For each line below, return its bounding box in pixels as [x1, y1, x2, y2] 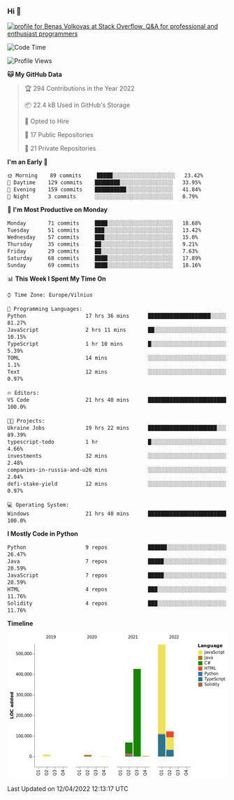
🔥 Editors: [7, 390, 40, 397]
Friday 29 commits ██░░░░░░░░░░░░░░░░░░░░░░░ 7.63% [7, 248, 198, 255]
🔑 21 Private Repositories [24, 144, 96, 153]
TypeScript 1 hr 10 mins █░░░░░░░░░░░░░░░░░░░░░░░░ [7, 341, 227, 348]
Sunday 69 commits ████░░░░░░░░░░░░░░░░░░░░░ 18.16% [7, 262, 201, 269]
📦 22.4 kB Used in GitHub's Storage [24, 101, 131, 109]
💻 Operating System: [7, 502, 70, 509]
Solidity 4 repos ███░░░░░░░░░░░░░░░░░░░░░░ [7, 600, 227, 608]
